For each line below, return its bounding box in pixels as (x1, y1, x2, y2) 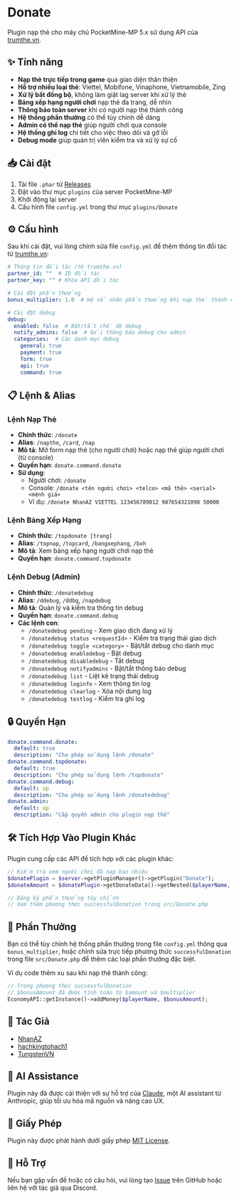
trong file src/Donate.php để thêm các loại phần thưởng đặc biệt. (7, 955, 197, 964)
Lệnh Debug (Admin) (7, 572, 80, 582)
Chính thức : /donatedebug (17, 588, 94, 596)
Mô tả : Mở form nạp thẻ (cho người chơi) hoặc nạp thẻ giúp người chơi (17, 446, 224, 454)
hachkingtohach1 (17, 1042, 68, 1051)
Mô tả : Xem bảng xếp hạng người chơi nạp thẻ (17, 546, 154, 555)
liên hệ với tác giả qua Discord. (7, 1183, 98, 1192)
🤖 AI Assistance (7, 1070, 79, 1082)
